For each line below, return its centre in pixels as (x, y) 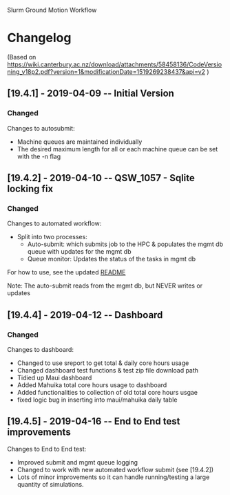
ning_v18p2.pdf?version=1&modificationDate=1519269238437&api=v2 (106, 71)
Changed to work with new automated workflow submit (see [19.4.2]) (115, 469)
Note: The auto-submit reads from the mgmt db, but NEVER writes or (105, 286)
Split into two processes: (52, 237)
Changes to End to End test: (47, 449)
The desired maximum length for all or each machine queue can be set (117, 149)
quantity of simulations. (50, 484)
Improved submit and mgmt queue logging (77, 462)
